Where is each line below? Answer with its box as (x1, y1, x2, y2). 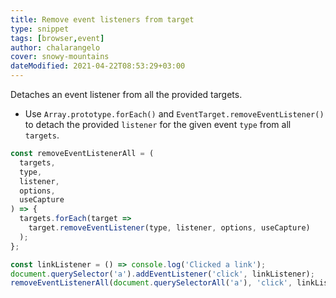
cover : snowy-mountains (10, 52, 110, 62)
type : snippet (10, 24, 70, 34)
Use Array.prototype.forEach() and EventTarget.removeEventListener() (24, 108, 325, 120)
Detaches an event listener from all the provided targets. (10, 89, 243, 100)
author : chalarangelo (10, 42, 101, 53)
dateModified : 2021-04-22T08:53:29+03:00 (10, 61, 186, 71)
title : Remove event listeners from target (10, 14, 195, 25)
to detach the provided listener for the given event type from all (24, 119, 292, 130)
